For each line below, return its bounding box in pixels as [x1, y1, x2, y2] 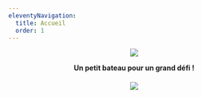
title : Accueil [15, 19, 66, 27]
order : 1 [15, 26, 45, 34]
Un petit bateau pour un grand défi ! [73, 63, 195, 73]
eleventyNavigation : [8, 11, 77, 20]
